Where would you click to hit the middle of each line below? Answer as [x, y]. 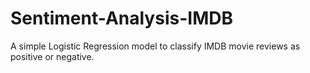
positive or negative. [52, 56]
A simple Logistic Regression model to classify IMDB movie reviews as [155, 46]
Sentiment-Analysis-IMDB [121, 18]
